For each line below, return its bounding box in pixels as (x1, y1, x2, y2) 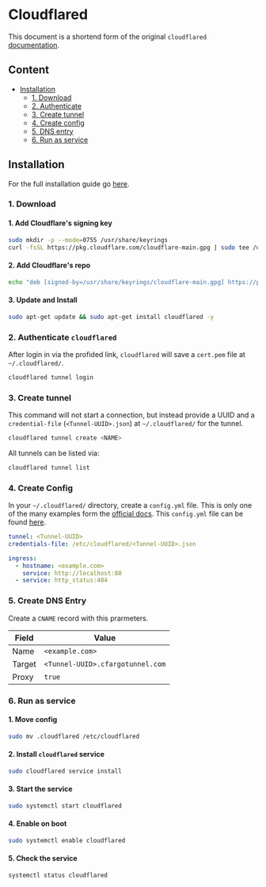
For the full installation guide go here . (8, 179, 130, 188)
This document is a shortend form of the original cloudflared (8, 32, 207, 41)
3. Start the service (8, 784, 73, 794)
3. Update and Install (8, 295, 78, 305)
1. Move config (8, 715, 58, 724)
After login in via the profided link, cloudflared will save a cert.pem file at (8, 349, 245, 359)
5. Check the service (8, 854, 78, 863)
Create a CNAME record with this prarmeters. (8, 613, 149, 623)
